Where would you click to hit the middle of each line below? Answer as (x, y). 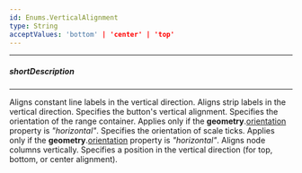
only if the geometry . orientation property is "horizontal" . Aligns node (138, 141)
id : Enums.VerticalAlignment (64, 17)
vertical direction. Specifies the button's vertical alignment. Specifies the (144, 112)
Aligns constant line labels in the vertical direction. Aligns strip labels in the (147, 102)
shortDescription (42, 71)
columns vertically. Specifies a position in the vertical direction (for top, (141, 150)
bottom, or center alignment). (64, 160)
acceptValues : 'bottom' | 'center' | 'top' (92, 34)
